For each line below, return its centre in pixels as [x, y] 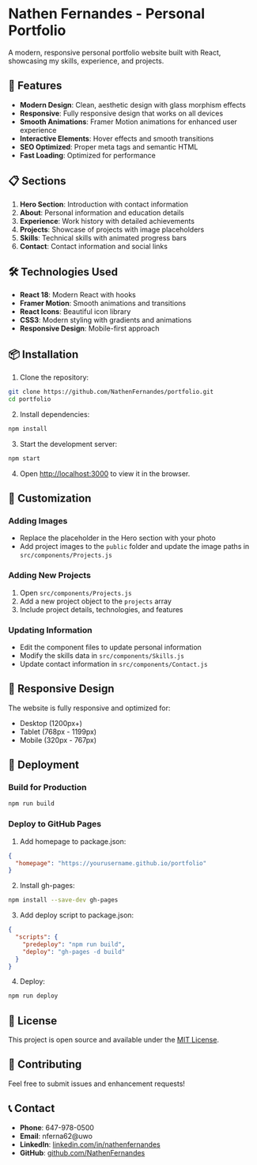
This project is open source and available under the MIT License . [114, 1040]
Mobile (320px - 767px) [58, 739]
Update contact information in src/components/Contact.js [113, 664]
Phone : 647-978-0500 [57, 1127]
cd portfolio [30, 399]
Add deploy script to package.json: [77, 915]
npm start [25, 458]
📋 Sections [37, 182]
